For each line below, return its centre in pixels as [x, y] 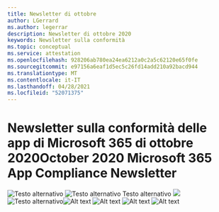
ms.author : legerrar [38, 27]
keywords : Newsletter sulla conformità [66, 40]
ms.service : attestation [44, 54]
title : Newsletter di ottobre [52, 14]
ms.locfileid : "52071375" [45, 93]
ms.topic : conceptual [39, 47]
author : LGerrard [33, 21]
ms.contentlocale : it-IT [44, 80]
